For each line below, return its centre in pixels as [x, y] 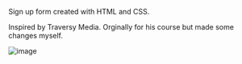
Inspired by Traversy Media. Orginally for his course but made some [121, 27]
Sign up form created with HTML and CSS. [79, 12]
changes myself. [35, 36]
